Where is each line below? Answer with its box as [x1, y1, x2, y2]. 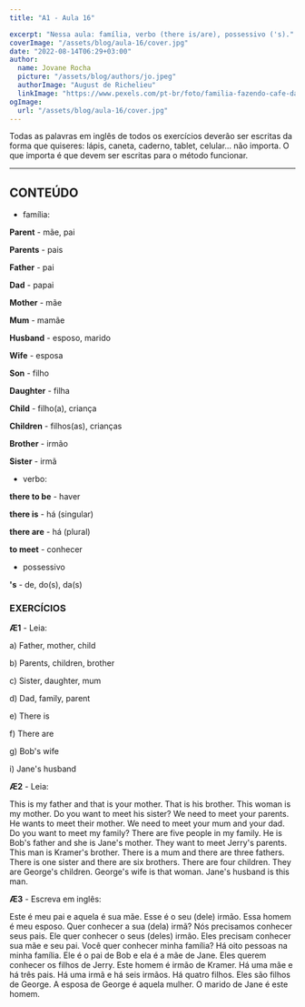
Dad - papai [9, 279, 54, 291]
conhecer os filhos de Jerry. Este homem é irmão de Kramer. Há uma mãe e [9, 960, 293, 971]
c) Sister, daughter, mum [9, 675, 102, 687]
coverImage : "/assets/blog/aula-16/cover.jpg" [9, 38, 189, 47]
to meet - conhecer [9, 544, 84, 555]
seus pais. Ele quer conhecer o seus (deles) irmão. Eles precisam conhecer [9, 931, 292, 942]
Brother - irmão [9, 438, 68, 449]
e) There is [9, 710, 50, 721]
